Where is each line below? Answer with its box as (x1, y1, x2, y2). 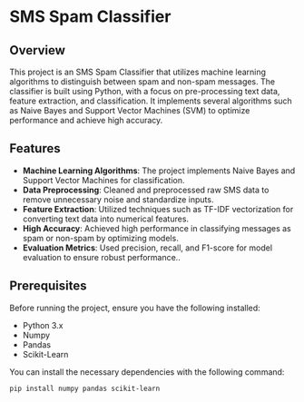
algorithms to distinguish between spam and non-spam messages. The (9, 76, 275, 87)
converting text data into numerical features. (22, 213, 189, 224)
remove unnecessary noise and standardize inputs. (22, 193, 214, 205)
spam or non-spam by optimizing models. (22, 232, 179, 243)
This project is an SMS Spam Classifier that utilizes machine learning (9, 66, 266, 77)
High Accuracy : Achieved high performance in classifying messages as (22, 222, 292, 233)
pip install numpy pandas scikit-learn (9, 384, 161, 393)
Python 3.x (22, 319, 64, 330)
